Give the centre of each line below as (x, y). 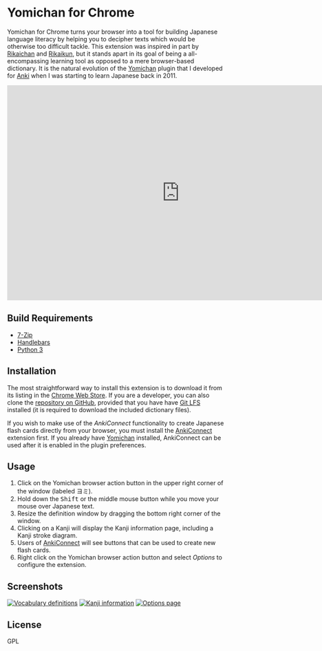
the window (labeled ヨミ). (55, 491)
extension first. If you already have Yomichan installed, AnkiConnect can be (114, 438)
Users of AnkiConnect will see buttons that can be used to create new (116, 543)
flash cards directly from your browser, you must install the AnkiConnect (110, 430)
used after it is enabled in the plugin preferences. (77, 445)
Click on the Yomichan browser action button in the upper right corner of (120, 483)
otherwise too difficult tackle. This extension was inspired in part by (103, 46)
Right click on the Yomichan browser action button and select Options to (119, 557)
